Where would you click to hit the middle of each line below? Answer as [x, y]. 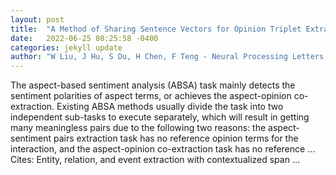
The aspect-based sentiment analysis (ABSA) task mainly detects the [153, 85]
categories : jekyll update [66, 47]
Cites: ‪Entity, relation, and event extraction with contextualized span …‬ [155, 160]
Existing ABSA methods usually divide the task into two [170, 107]
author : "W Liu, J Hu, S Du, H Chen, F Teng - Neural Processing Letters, [169, 57]
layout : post [37, 19]
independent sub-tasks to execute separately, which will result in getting [160, 117]
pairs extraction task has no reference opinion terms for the [176, 138]
